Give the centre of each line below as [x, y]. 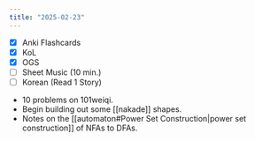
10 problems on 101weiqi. [67, 100]
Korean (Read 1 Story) [62, 82]
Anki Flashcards [51, 42]
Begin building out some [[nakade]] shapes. [102, 109]
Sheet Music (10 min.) [62, 72]
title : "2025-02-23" [47, 17]
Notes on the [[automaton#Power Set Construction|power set [134, 118]
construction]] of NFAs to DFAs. [80, 128]
